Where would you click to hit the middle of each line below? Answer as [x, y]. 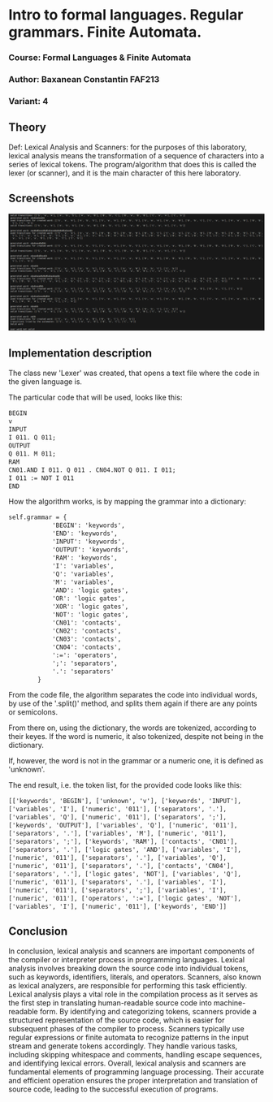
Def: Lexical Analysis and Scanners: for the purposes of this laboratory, [128, 147]
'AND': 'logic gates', [90, 590]
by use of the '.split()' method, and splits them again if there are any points [133, 703]
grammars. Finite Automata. [105, 32]
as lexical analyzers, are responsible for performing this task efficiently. [128, 985]
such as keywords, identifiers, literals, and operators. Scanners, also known [135, 977]
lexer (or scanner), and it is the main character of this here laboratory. [125, 173]
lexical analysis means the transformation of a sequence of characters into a [136, 155]
